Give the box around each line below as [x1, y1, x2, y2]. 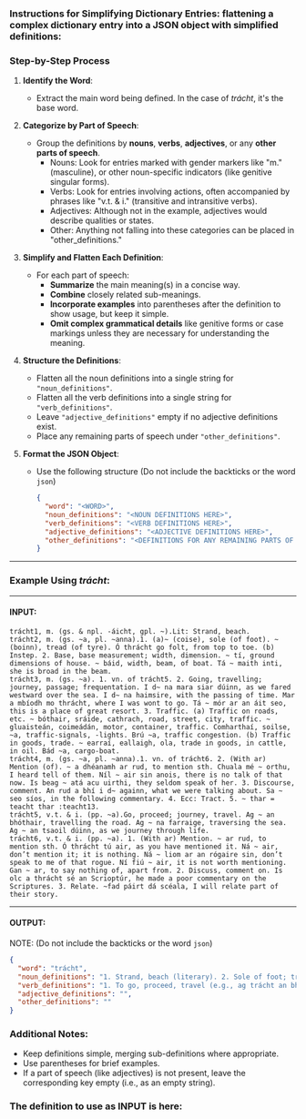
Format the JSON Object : [22, 449, 120, 460]
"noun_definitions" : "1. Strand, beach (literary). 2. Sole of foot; [17, 972, 287, 982]
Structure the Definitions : [22, 355, 121, 366]
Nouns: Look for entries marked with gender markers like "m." [49, 158, 282, 168]
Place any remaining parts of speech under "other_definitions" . [36, 431, 280, 442]
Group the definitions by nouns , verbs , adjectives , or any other [36, 137, 277, 148]
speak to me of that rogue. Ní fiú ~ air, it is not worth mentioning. [9, 858, 287, 867]
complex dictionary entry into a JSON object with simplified [9, 18, 280, 31]
